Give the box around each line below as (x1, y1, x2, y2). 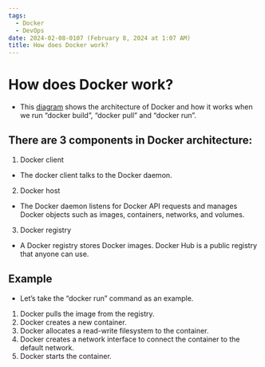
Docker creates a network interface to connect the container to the (19, 334, 240, 344)
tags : (8, 11, 26, 20)
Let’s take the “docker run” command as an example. (19, 293, 194, 303)
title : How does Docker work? (8, 41, 109, 49)
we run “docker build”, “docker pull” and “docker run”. (19, 111, 197, 120)
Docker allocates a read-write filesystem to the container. (19, 326, 209, 335)
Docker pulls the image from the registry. (19, 309, 155, 318)
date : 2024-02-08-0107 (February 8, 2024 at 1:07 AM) (8, 34, 192, 42)
